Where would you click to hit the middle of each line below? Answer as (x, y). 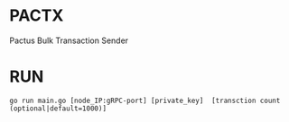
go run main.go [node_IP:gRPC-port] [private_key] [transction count (145, 100)
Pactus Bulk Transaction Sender (69, 40)
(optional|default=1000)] (58, 109)
